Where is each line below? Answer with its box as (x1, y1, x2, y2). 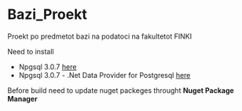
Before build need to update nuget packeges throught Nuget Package (7, 85, 235, 95)
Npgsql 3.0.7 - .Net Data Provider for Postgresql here (18, 70, 191, 80)
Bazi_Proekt (7, 6, 87, 24)
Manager (7, 94, 38, 103)
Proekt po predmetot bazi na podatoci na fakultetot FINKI (7, 31, 192, 41)
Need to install (7, 46, 54, 56)
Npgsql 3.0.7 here (18, 61, 77, 72)
